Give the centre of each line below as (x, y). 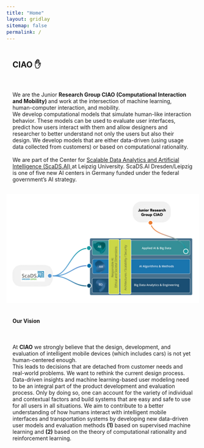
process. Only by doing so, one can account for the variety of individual (103, 392)
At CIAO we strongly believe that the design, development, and (92, 347)
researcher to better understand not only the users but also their (93, 134)
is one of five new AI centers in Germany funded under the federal (96, 173)
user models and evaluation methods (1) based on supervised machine (102, 425)
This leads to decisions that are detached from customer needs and (98, 366)
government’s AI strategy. (45, 180)
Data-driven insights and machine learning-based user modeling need (101, 379)
